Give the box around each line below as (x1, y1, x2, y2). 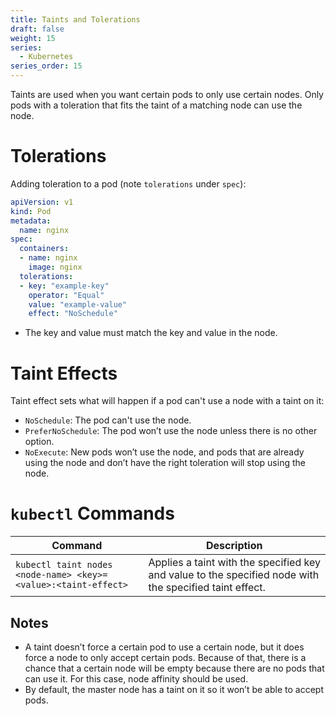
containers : (19, 244, 70, 254)
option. (24, 436, 55, 448)
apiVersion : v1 (10, 197, 74, 207)
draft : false (10, 24, 65, 34)
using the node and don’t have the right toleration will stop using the (24, 457, 306, 469)
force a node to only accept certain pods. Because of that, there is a (24, 652, 307, 663)
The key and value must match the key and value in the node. (24, 327, 278, 339)
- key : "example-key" (19, 281, 110, 291)
